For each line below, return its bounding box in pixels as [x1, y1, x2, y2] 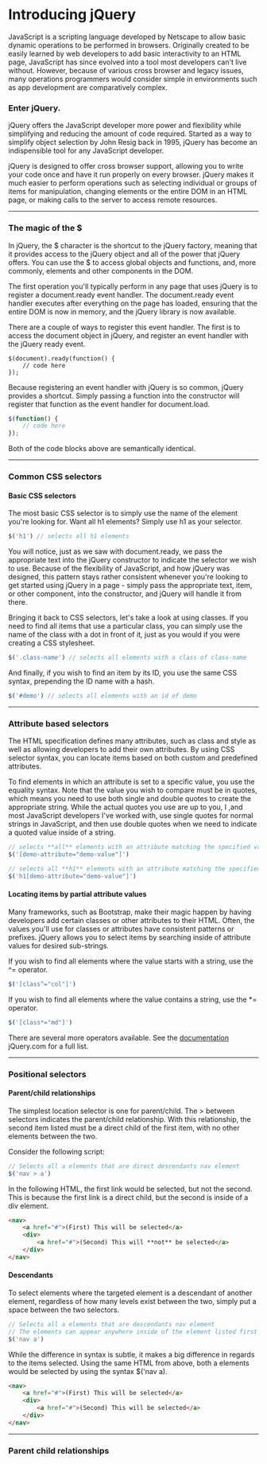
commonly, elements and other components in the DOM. [8, 266, 193, 275]
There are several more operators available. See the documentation [8, 1033, 229, 1042]
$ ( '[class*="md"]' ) [8, 1018, 73, 1026]
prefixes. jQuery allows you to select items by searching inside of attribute [8, 933, 251, 942]
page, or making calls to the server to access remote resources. [8, 195, 218, 204]
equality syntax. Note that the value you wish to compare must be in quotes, [8, 785, 257, 795]
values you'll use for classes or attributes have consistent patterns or [8, 924, 234, 933]
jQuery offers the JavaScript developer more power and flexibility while [8, 121, 242, 130]
